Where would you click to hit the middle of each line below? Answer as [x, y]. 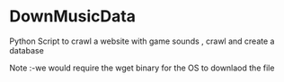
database [27, 50]
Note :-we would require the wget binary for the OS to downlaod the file [142, 68]
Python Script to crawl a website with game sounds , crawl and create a [142, 41]
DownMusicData [73, 16]
